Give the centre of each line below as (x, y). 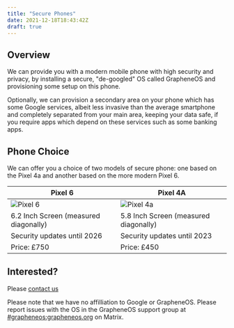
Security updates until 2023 (166, 236)
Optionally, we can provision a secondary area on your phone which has (111, 100)
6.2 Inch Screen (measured (56, 216)
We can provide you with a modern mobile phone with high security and (110, 72)
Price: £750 (30, 247)
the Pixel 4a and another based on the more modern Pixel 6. (93, 175)
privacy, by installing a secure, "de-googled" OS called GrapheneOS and (111, 79)
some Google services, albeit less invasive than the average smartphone (111, 107)
